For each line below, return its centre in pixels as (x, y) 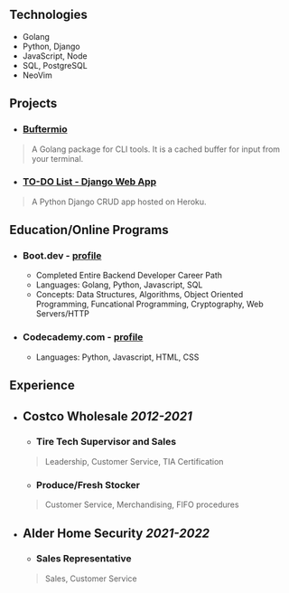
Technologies (49, 15)
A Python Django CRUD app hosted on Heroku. (119, 202)
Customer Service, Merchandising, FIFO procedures (142, 504)
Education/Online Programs (89, 230)
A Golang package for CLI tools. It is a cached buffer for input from (156, 149)
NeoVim (37, 75)
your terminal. (57, 158)
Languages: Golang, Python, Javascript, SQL (119, 285)
